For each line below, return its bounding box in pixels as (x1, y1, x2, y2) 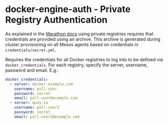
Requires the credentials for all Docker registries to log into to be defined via (5, 56, 163, 62)
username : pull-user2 (14, 105, 59, 110)
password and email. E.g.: (5, 67, 59, 73)
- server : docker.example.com (10, 81, 73, 86)
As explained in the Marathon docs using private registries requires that (5, 31, 153, 37)
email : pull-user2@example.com (14, 114, 80, 119)
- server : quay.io (10, 100, 49, 105)
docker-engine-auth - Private (5, 4, 131, 15)
